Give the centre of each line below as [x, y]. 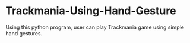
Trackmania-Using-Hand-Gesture [91, 11]
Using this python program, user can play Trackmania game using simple [95, 27]
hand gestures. [24, 33]
